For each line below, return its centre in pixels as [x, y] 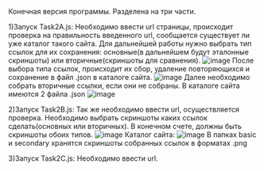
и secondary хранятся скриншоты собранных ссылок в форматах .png [128, 143]
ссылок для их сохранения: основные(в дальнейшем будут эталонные [128, 52]
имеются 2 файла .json [47, 94]
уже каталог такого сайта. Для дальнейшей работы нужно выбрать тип [130, 44]
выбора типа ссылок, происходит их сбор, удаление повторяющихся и [129, 69]
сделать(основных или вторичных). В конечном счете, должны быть [125, 126]
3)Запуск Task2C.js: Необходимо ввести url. [83, 158]
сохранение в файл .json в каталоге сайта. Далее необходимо [129, 77]
